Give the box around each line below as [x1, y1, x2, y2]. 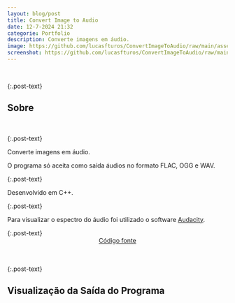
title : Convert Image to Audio [7, 17, 99, 24]
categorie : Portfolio [7, 29, 71, 37]
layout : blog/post [7, 10, 61, 17]
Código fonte [99, 236, 136, 244]
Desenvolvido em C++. [7, 188, 73, 196]
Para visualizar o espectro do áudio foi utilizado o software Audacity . [7, 215, 206, 223]
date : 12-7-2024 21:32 [7, 23, 73, 30]
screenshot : [7, 50, 42, 57]
